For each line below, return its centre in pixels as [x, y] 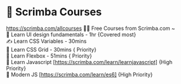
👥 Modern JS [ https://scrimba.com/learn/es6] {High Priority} [79, 74]
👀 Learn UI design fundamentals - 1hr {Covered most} [71, 34]
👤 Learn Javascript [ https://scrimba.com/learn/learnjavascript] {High [89, 62]
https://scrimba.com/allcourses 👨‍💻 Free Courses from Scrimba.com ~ [90, 28]
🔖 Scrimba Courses [54, 12]
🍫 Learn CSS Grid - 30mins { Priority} [51, 49]
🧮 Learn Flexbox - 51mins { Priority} [49, 56]
